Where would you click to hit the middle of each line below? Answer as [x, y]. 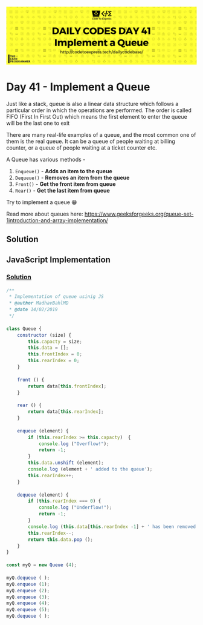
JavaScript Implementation [58, 260]
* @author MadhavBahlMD [39, 303]
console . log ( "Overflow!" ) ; [74, 444]
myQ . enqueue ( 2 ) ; [28, 590]
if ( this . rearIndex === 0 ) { [65, 501]
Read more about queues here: [45, 214]
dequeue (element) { [43, 495]
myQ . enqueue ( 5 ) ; [28, 610]
